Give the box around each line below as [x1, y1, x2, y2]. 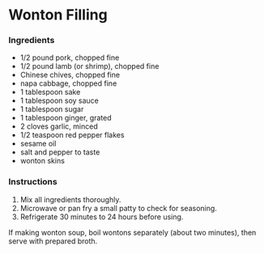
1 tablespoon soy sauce [19, 95, 100, 106]
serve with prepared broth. [8, 236, 98, 246]
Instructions [8, 176, 58, 188]
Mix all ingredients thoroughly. [19, 194, 121, 204]
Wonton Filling [8, 6, 108, 24]
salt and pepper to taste [19, 147, 100, 157]
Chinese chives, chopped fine [19, 70, 120, 80]
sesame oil [19, 139, 57, 149]
